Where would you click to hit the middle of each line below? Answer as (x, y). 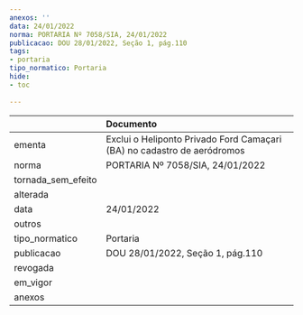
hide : (19, 77)
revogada (34, 267)
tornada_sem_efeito (55, 180)
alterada (32, 194)
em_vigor (33, 283)
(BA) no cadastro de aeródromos (175, 150)
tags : (19, 51)
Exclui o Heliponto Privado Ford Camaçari (194, 139)
